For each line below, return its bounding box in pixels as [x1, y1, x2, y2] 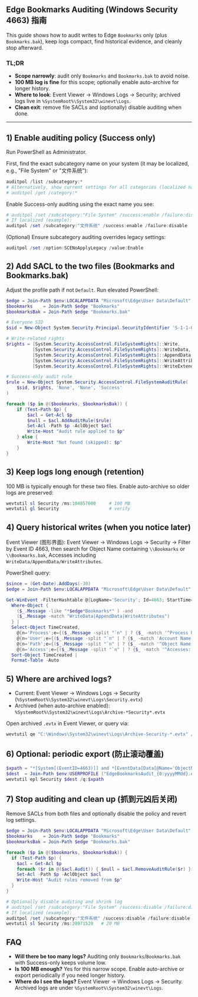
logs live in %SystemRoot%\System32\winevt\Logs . [14, 98, 131, 105]
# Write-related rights [6, 335, 65, 342]
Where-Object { [11, 602, 49, 608]
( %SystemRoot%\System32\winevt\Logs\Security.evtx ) [14, 696, 143, 703]
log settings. [6, 817, 37, 824]
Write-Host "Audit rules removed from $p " [16, 877, 123, 883]
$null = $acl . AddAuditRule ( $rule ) [27, 417, 112, 424]
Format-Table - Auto [11, 657, 60, 663]
